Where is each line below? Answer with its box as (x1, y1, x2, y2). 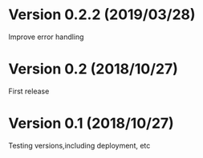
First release (8, 86, 50, 96)
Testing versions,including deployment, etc (8, 140, 151, 150)
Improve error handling (8, 32, 84, 41)
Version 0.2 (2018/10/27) (8, 60, 178, 78)
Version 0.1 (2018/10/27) (8, 114, 174, 132)
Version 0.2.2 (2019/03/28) (8, 6, 196, 24)
